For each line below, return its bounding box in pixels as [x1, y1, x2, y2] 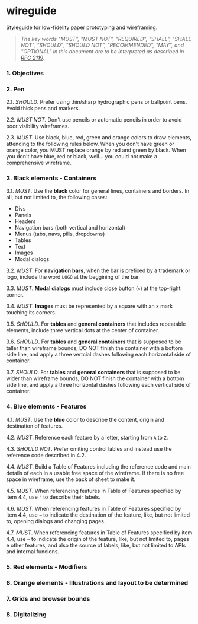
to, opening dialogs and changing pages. [6, 517, 106, 524]
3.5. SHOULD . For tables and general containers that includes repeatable [6, 320, 186, 327]
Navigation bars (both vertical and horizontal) [14, 224, 126, 231]
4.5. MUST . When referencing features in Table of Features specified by [6, 487, 181, 494]
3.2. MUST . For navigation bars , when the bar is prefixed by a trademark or [6, 267, 191, 274]
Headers [14, 218, 36, 225]
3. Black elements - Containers [6, 174, 97, 182]
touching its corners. [6, 309, 57, 316]
